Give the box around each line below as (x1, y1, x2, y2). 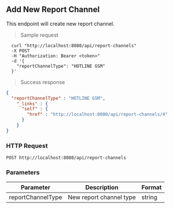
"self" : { (21, 106, 48, 112)
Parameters (6, 169, 40, 177)
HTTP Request (6, 141, 48, 149)
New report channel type (68, 193, 136, 201)
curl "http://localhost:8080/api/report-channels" (11, 43, 137, 48)
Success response (20, 78, 65, 85)
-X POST (11, 48, 30, 54)
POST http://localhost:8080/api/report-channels (6, 155, 126, 161)
